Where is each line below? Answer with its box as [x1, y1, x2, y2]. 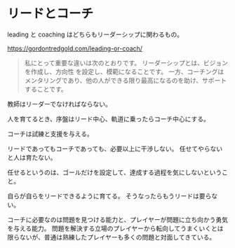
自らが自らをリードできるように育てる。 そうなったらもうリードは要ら [7, 191, 212, 200]
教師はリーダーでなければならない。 [7, 99, 112, 108]
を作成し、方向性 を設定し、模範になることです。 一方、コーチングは [24, 67, 224, 76]
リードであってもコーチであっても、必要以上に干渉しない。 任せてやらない [7, 144, 223, 153]
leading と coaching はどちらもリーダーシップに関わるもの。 [7, 30, 184, 39]
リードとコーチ [7, 6, 94, 22]
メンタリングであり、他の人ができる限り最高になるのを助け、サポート [24, 76, 227, 84]
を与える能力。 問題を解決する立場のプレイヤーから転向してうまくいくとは [7, 224, 224, 233]
